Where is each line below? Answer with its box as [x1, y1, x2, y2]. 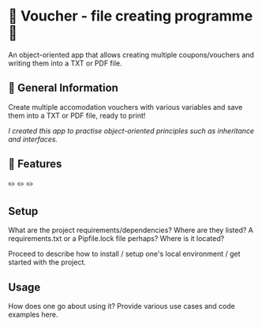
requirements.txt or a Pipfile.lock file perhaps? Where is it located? [8, 234, 225, 243]
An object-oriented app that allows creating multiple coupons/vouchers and [8, 50, 255, 59]
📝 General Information [8, 81, 118, 95]
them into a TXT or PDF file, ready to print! [8, 111, 146, 120]
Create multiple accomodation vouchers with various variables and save [8, 102, 243, 111]
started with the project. [8, 257, 87, 267]
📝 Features [8, 157, 62, 171]
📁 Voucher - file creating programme [8, 7, 253, 25]
